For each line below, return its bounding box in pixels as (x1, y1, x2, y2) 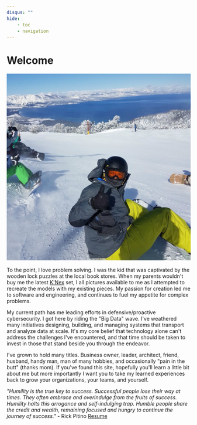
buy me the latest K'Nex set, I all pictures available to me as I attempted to (6, 278, 185, 285)
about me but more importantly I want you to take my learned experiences (6, 370, 185, 377)
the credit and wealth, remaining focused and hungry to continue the (6, 406, 173, 413)
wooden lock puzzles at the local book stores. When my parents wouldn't (6, 273, 184, 280)
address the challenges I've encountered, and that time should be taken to (6, 334, 186, 341)
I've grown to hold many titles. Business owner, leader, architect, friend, (6, 351, 179, 358)
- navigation (17, 28, 49, 34)
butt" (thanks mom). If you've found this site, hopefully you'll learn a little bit (6, 363, 189, 370)
